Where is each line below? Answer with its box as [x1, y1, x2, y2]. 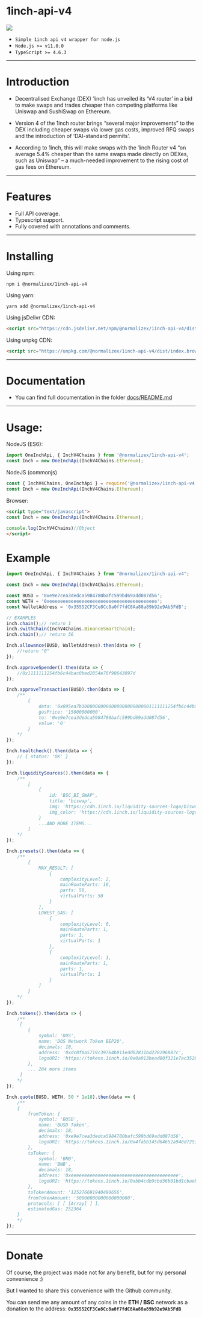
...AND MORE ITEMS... [38, 820, 93, 826]
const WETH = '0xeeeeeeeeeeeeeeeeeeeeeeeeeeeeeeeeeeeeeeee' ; [6, 598, 163, 604]
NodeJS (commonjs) [6, 469, 58, 476]
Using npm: [6, 269, 35, 277]
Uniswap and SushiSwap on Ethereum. [14, 107, 111, 115]
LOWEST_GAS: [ [38, 910, 74, 916]
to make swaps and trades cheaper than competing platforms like [14, 101, 178, 108]
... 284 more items [28, 1066, 77, 1072]
